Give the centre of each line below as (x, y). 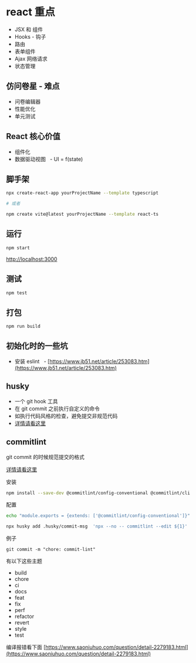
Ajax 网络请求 (31, 59)
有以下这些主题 (24, 561)
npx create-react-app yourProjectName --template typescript (82, 193)
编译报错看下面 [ (26, 647)
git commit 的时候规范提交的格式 (45, 457)
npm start (18, 248)
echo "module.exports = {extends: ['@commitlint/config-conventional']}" (98, 516)
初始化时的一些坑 (37, 346)
